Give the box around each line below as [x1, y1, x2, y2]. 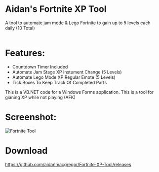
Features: [5, 48, 45, 59]
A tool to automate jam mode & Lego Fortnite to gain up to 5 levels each [5, 20, 151, 26]
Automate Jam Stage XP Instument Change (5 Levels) [12, 69, 122, 75]
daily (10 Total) [5, 25, 36, 31]
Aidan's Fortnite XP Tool [5, 3, 107, 15]
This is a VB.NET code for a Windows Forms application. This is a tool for [5, 89, 154, 95]
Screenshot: [5, 112, 57, 123]
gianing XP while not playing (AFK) [5, 94, 76, 100]
